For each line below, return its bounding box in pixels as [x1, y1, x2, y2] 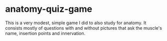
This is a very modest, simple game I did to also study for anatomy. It [5, 20, 147, 26]
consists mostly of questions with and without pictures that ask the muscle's [5, 25, 162, 31]
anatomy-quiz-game [5, 3, 93, 15]
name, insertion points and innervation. [5, 30, 86, 36]
